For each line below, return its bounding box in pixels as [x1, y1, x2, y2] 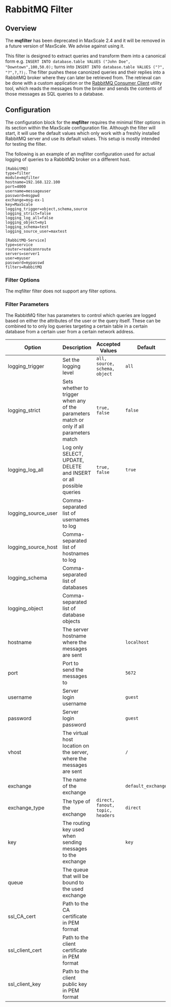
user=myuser [5, 256, 31, 261]
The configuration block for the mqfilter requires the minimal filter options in [5, 119, 165, 125]
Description [62, 344, 92, 351]
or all [62, 476, 75, 483]
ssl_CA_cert [8, 913, 36, 920]
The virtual [62, 729, 88, 737]
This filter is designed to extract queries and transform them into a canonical [5, 53, 166, 59]
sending [62, 839, 82, 846]
